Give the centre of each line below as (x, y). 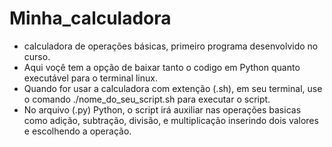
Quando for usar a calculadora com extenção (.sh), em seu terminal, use (173, 88)
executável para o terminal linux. (90, 78)
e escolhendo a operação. (77, 131)
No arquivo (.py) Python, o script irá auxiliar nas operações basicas (162, 109)
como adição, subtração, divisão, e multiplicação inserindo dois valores (171, 120)
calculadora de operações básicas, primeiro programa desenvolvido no (171, 46)
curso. (37, 56)
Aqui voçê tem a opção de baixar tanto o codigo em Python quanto (162, 67)
